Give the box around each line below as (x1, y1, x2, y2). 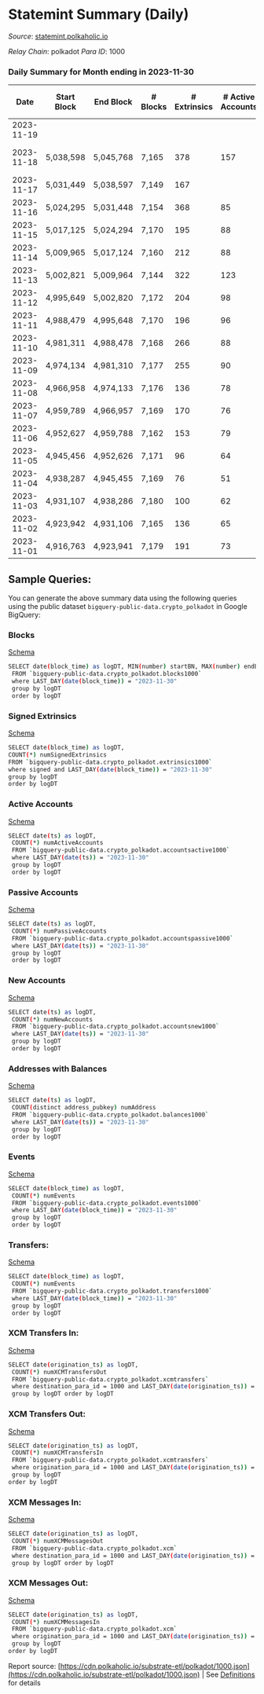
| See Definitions (201, 1670, 255, 1679)
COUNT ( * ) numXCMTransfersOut (11, 1368, 108, 1376)
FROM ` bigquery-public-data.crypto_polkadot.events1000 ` (11, 1199, 202, 1207)
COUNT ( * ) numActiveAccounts (11, 839, 104, 847)
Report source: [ (8, 1661, 61, 1670)
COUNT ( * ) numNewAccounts (11, 1015, 93, 1023)
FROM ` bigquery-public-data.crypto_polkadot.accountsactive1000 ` (11, 846, 230, 854)
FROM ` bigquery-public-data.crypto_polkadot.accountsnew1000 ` (11, 1023, 220, 1031)
